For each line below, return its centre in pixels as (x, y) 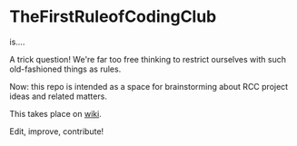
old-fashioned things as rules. (65, 69)
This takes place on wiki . (55, 113)
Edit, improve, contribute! (57, 131)
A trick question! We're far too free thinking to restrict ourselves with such (148, 59)
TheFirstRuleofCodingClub (113, 17)
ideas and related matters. (58, 96)
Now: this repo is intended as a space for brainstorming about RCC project (149, 86)
